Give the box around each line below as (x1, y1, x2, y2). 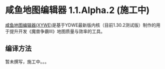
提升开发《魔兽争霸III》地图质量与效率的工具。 (9, 28, 105, 34)
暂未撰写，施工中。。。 (5, 58, 49, 64)
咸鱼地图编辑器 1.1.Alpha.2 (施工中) (5, 4, 150, 16)
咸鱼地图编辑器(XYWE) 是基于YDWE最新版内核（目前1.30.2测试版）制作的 (5, 22, 156, 28)
